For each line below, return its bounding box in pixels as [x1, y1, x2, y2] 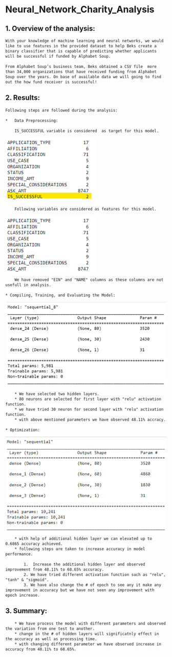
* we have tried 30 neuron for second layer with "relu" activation [14, 406, 164, 412]
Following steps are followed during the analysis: [5, 108, 118, 113]
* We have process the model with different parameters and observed [14, 621, 166, 626]
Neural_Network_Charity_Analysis [5, 4, 155, 15]
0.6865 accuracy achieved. [5, 541, 63, 546]
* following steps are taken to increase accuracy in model [14, 546, 145, 552]
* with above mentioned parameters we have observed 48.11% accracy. [14, 417, 166, 422]
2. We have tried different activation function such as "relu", [24, 572, 166, 577]
